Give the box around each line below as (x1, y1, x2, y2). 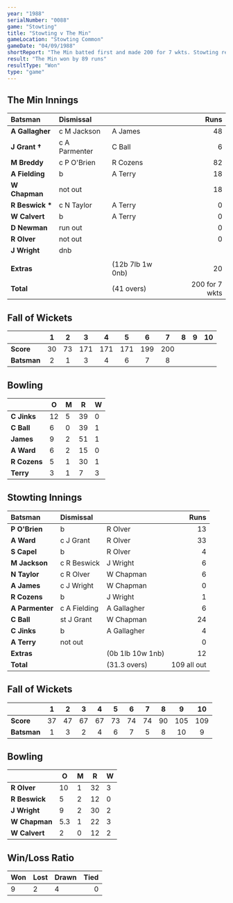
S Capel (10, 547, 37, 557)
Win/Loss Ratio (7, 852, 75, 863)
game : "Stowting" (7, 23, 58, 30)
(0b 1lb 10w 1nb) (106, 648, 165, 658)
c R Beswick (60, 558, 101, 568)
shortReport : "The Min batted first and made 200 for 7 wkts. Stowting (7, 49, 218, 56)
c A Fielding (60, 603, 99, 613)
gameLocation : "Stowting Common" (7, 36, 104, 43)
